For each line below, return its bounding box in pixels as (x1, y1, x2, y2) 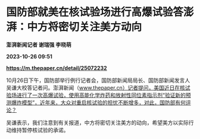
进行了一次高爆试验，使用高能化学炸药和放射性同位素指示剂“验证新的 (16, 91, 186, 99)
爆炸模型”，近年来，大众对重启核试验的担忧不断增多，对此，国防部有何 (11, 99, 186, 106)
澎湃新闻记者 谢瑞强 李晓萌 (6, 41, 71, 48)
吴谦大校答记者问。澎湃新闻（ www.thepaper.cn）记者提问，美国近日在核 (6, 84, 186, 91)
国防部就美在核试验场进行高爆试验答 (6, 5, 184, 19)
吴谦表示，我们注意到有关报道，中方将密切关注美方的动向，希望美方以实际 (6, 119, 189, 126)
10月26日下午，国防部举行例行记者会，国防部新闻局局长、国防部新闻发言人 (6, 77, 190, 84)
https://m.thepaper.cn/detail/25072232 (6, 64, 107, 71)
